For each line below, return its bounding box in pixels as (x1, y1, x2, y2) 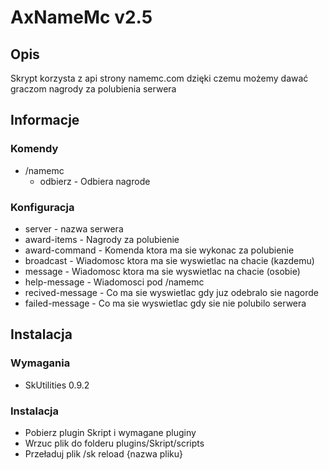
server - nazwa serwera (24, 222, 124, 235)
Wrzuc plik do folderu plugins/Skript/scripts (24, 437, 205, 449)
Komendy (10, 142, 59, 156)
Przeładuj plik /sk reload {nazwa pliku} (24, 447, 184, 460)
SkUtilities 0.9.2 (24, 379, 90, 391)
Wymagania (10, 356, 71, 370)
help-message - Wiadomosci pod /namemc (24, 276, 205, 288)
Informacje (10, 112, 80, 129)
